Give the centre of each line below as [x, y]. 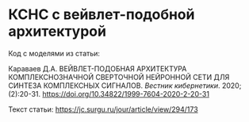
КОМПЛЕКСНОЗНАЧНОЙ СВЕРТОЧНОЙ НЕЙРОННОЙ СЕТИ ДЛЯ [119, 77]
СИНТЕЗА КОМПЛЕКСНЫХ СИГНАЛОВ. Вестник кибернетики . [114, 86]
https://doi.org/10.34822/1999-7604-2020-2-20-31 [126, 93]
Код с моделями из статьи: [54, 53]
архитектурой [57, 31]
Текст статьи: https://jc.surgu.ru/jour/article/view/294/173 [103, 109]
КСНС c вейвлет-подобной [102, 15]
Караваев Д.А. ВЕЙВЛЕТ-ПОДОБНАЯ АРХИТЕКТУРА [98, 68]
